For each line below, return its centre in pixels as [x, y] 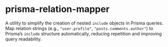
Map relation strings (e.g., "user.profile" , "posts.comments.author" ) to [79, 28]
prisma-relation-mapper [57, 9]
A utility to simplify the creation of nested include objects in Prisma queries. [84, 23]
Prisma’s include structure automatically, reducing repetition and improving [83, 33]
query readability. [24, 39]
